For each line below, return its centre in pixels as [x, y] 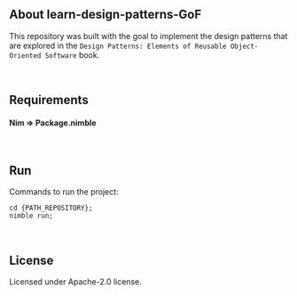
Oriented [25, 56]
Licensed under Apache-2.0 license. [75, 282]
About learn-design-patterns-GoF [106, 15]
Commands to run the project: [64, 192]
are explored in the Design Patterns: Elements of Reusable [118, 45]
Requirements [49, 100]
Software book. [72, 55]
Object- [244, 46]
